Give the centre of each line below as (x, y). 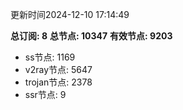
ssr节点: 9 (45, 94)
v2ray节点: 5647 (58, 69)
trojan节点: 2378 (58, 82)
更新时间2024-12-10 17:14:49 (70, 14)
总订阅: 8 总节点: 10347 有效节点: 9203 (91, 36)
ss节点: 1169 (50, 57)
